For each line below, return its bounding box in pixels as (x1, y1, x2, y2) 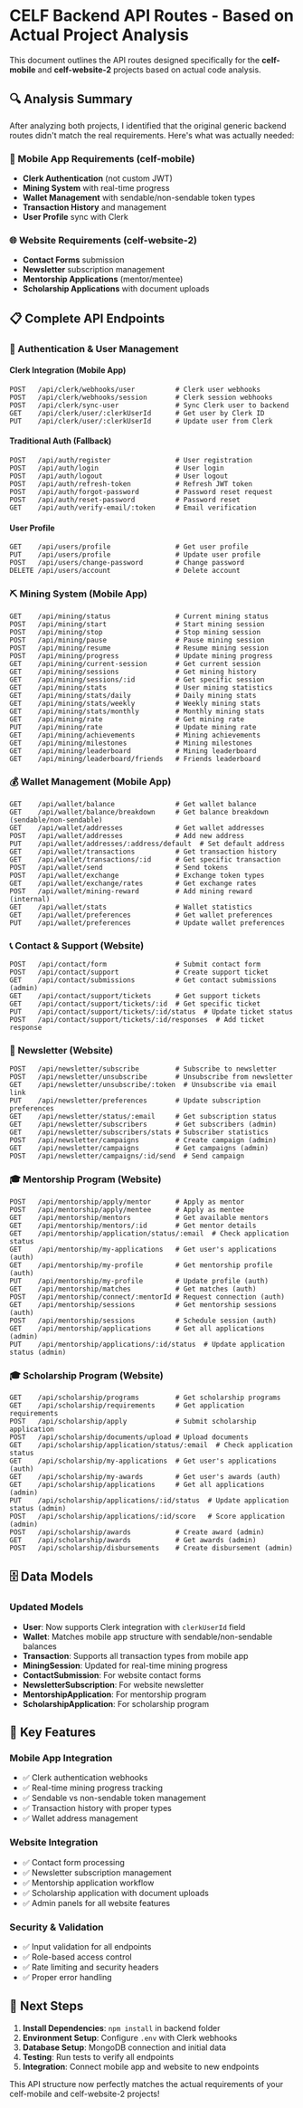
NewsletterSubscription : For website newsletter (22, 1679, 204, 1690)
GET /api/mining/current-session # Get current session (9, 659, 260, 668)
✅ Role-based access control (22, 1951, 133, 1962)
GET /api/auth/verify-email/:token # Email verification (9, 503, 257, 512)
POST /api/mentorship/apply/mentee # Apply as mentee (9, 1205, 245, 1214)
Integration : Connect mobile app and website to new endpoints (22, 2061, 260, 2072)
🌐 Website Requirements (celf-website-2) (9, 234, 197, 246)
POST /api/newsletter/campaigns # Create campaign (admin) (9, 1136, 278, 1145)
